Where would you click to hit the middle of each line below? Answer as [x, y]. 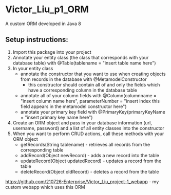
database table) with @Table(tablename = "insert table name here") [84, 63]
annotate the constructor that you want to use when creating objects [93, 74]
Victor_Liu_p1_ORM [47, 9]
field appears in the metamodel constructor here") [73, 106]
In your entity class [33, 68]
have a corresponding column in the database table [83, 90]
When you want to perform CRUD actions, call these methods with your [88, 134]
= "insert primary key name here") [56, 117]
